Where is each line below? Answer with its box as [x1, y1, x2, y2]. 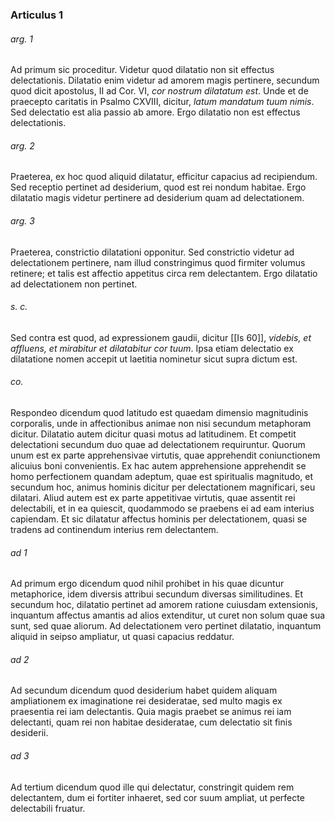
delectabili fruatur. [10, 802, 86, 814]
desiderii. [10, 727, 49, 739]
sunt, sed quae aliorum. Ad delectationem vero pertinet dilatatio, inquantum [10, 620, 322, 632]
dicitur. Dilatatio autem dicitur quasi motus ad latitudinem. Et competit [10, 428, 297, 440]
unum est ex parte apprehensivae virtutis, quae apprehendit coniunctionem [10, 449, 321, 461]
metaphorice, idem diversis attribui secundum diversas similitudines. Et [10, 588, 304, 600]
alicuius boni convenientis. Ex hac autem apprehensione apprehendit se [10, 459, 307, 472]
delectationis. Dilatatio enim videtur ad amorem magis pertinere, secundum [10, 74, 320, 87]
